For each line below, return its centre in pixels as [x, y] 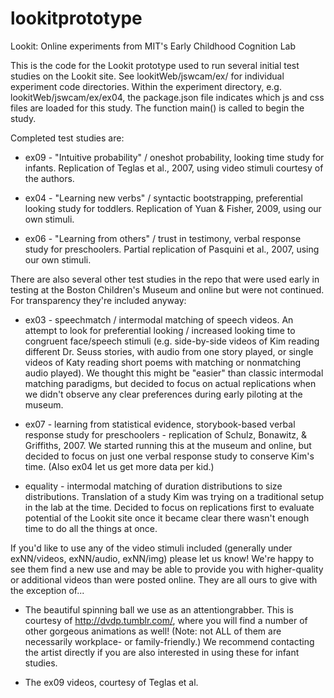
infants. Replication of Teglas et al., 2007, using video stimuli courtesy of [174, 168]
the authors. [49, 178]
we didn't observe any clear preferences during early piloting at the [163, 394]
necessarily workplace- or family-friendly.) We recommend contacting [169, 641]
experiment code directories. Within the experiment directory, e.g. [146, 86]
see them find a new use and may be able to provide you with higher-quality [167, 569]
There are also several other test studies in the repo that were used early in [165, 279]
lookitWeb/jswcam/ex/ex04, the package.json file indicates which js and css [167, 97]
